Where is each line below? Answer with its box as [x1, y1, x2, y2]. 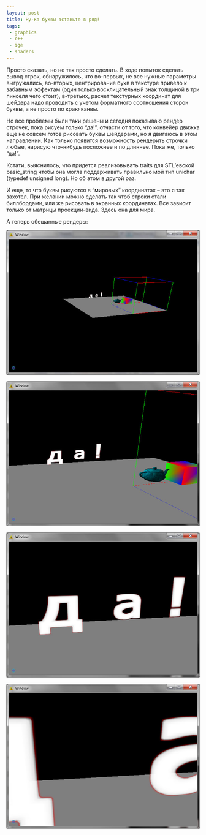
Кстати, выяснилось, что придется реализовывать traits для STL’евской [6, 161, 195, 168]
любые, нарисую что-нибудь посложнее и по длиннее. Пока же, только [6, 143, 195, 150]
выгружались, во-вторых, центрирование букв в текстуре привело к [6, 79, 187, 86]
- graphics [9, 29, 37, 36]
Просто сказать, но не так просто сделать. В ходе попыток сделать [6, 66, 184, 74]
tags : [6, 23, 20, 29]
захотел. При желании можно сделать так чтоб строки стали [6, 193, 167, 200]
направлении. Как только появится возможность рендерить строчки [6, 137, 188, 144]
